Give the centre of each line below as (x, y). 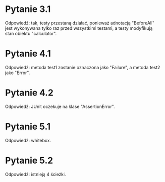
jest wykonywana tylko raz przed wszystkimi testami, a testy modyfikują (79, 28)
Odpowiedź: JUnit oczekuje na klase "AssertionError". (60, 106)
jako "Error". (18, 73)
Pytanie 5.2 (29, 160)
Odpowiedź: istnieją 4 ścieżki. (36, 174)
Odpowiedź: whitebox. (28, 140)
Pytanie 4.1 (28, 54)
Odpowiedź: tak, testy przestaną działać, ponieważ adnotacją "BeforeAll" (80, 23)
